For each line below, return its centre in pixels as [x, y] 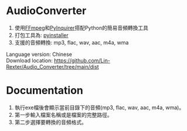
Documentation [45, 91]
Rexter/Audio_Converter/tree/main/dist [52, 66]
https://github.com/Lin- [82, 61]
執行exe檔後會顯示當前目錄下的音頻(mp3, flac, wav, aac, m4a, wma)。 [99, 108]
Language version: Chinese [39, 54]
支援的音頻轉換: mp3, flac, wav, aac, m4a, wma [72, 42]
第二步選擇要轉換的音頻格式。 [50, 122]
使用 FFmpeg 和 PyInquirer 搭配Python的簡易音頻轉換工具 [81, 28]
